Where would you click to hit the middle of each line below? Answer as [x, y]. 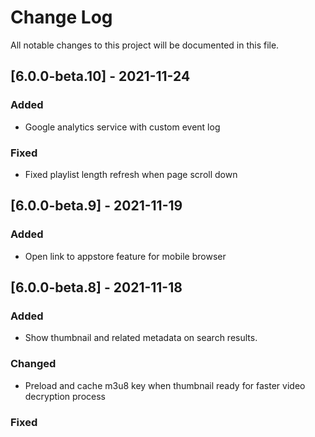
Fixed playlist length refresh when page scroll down [131, 174]
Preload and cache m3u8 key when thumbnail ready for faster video [165, 385]
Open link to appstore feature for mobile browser [125, 256]
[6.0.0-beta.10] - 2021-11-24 [100, 76]
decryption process [65, 396]
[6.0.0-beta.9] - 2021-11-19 [96, 206]
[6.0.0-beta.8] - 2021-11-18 [96, 287]
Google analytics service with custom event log [122, 127]
